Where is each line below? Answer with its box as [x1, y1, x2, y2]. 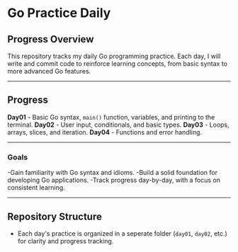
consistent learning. [7, 183, 65, 192]
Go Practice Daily [7, 5, 111, 21]
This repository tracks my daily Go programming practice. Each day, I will [7, 52, 221, 60]
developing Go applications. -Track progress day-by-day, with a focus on [7, 176, 221, 185]
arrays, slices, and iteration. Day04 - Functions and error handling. [7, 127, 203, 136]
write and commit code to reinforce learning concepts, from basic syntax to [7, 59, 228, 68]
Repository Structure [7, 210, 103, 222]
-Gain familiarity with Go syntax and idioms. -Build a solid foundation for [7, 168, 218, 177]
